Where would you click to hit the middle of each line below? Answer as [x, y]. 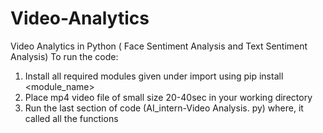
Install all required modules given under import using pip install [154, 76]
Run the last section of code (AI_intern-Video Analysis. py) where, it [164, 108]
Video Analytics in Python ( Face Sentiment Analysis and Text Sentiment [159, 46]
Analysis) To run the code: [64, 56]
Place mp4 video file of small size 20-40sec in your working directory [168, 97]
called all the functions [71, 118]
